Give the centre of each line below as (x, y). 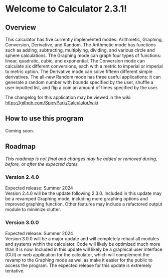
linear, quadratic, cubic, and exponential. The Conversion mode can (75, 61)
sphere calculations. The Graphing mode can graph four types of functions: (83, 55)
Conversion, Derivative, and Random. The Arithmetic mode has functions (81, 45)
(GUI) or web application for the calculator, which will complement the (77, 255)
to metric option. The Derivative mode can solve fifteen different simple (79, 72)
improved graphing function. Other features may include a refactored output (84, 204)
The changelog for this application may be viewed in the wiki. (68, 97)
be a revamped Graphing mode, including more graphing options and (76, 198)
